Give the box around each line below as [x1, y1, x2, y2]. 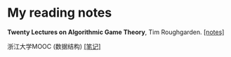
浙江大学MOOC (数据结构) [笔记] [7, 42, 101, 50]
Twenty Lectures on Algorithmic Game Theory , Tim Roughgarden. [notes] [7, 28, 225, 36]
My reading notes [7, 5, 112, 21]
